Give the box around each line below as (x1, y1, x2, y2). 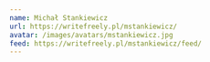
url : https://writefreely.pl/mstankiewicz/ (9, 22, 178, 31)
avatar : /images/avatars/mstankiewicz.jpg (9, 30, 173, 39)
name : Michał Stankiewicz (9, 13, 108, 23)
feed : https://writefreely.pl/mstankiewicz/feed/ (9, 38, 203, 48)
